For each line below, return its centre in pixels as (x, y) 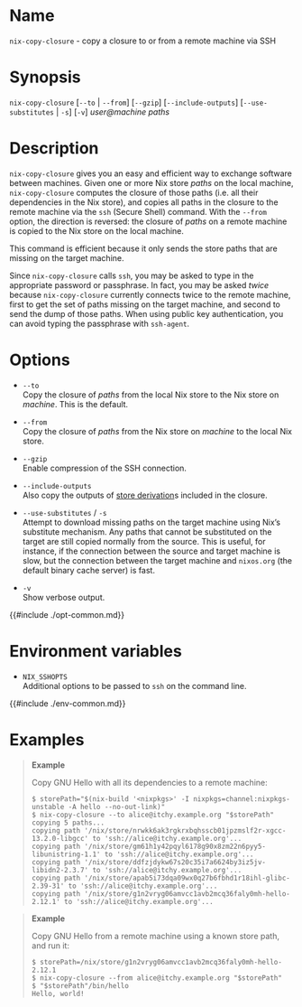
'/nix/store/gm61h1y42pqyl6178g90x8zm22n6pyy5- (175, 846)
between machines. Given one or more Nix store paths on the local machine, (152, 182)
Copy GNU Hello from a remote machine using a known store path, (155, 936)
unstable (48, 807)
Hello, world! (58, 993)
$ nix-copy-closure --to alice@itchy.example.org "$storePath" (153, 815)
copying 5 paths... (68, 823)
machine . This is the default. (75, 404)
